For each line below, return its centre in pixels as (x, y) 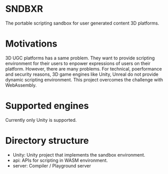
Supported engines (47, 106)
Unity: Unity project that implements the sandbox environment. (79, 155)
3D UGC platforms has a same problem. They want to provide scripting (80, 58)
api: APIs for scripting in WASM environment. (60, 160)
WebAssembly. (21, 85)
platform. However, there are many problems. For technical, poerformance (84, 69)
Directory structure (47, 141)
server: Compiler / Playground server (52, 166)
